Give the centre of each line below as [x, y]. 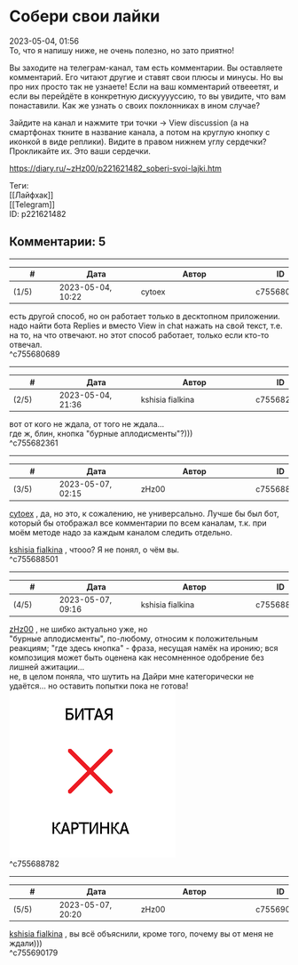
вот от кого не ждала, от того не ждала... [87, 424]
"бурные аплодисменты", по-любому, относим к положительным [134, 639]
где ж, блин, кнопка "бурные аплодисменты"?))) [101, 434]
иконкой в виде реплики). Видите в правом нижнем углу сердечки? [138, 141]
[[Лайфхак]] [31, 195]
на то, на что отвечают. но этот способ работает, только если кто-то [139, 335]
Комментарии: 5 [58, 242]
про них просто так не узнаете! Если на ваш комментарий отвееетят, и [144, 86]
